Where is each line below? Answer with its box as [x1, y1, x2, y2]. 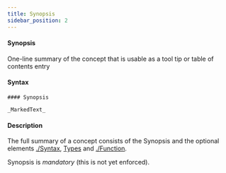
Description [7, 121, 43, 129]
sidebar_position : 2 [7, 17, 69, 24]
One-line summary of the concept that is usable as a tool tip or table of [7, 54, 214, 63]
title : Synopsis [7, 10, 55, 18]
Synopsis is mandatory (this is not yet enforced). [7, 158, 150, 167]
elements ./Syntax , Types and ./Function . [7, 144, 128, 153]
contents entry [7, 61, 50, 71]
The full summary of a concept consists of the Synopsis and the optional [7, 137, 220, 145]
